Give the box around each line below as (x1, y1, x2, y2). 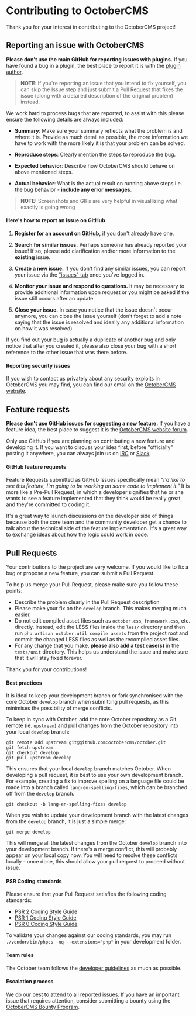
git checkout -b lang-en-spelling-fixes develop (6, 801, 127, 807)
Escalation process (6, 978, 54, 985)
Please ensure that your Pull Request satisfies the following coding (6, 890, 167, 898)
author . (6, 68, 23, 75)
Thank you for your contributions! (6, 665, 87, 673)
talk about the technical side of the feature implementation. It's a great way (6, 525, 187, 532)
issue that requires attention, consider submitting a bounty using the (6, 997, 171, 1004)
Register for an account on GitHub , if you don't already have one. (14, 230, 174, 237)
